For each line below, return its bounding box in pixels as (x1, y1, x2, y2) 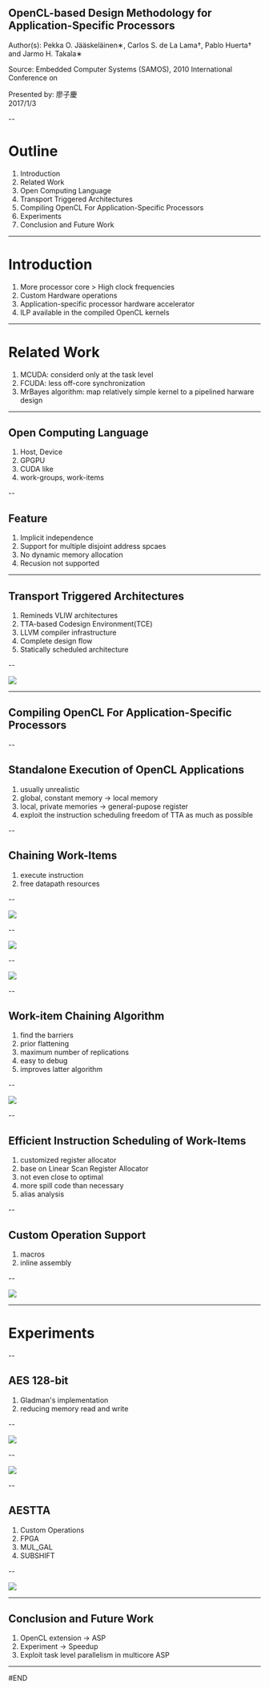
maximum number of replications (19, 1047, 130, 1058)
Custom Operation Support (8, 1228, 147, 1242)
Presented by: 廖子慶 (8, 89, 78, 99)
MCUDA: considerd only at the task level (19, 369, 154, 380)
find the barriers (19, 1030, 74, 1040)
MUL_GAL (19, 1542, 54, 1552)
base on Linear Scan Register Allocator (19, 1163, 149, 1174)
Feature (8, 511, 48, 525)
